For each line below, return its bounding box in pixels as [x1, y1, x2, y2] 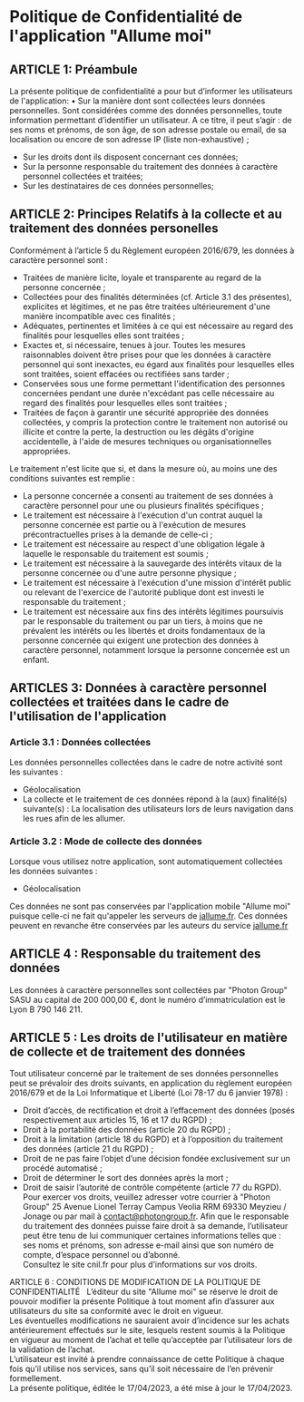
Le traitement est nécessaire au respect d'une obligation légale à [22, 538, 266, 550]
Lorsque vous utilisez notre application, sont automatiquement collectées [9, 855, 283, 867]
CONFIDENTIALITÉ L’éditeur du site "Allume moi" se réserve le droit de [9, 1286, 279, 1298]
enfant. [22, 654, 50, 665]
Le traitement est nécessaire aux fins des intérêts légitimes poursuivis [22, 606, 284, 617]
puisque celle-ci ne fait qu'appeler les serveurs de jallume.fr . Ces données [9, 910, 289, 921]
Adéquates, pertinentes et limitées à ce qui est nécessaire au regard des [22, 320, 294, 331]
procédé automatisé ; [22, 1163, 103, 1173]
